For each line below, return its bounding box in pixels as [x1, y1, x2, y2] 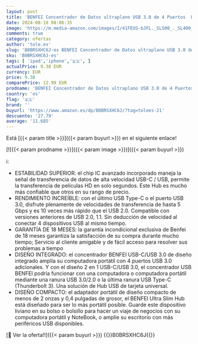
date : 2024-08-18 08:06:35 [6, 19, 72, 25]
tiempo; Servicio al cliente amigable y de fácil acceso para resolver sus [14, 238, 187, 245]
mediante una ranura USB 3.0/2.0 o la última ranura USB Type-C [14, 276, 171, 283]
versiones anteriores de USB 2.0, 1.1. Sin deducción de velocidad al [14, 214, 178, 221]
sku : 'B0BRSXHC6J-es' [6, 53, 60, 58]
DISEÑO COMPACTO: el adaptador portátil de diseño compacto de [14, 289, 177, 296]
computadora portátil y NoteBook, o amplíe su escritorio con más [14, 314, 174, 321]
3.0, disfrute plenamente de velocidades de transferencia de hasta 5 [14, 201, 181, 208]
